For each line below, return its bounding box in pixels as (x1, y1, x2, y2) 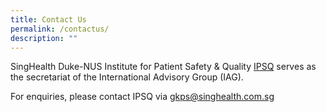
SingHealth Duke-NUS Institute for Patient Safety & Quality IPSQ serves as (10, 61, 317, 73)
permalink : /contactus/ (10, 24, 110, 34)
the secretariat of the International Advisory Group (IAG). (10, 71, 244, 83)
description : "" (10, 33, 78, 43)
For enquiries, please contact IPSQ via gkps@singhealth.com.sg (10, 91, 275, 103)
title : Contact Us (10, 14, 87, 25)
